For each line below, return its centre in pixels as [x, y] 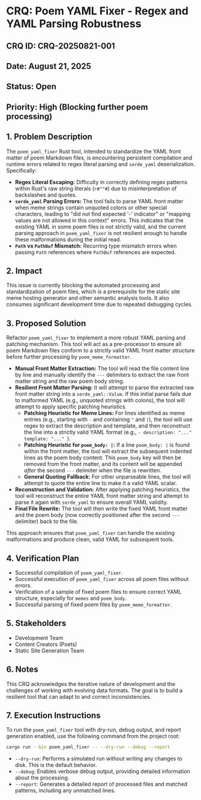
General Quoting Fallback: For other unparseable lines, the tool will [107, 477]
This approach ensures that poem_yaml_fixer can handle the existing [91, 533]
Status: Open [31, 87]
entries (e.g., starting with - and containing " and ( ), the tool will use [108, 419]
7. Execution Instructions [53, 716]
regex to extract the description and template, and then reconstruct [107, 426]
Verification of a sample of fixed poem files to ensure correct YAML [98, 592]
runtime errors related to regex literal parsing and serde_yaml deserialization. [100, 164]
